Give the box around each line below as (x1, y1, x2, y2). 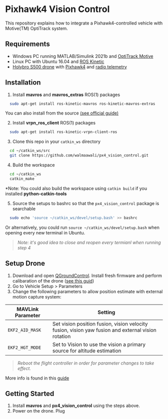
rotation (52, 332, 71, 339)
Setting (97, 308, 115, 315)
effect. (17, 365, 31, 371)
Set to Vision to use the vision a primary (52, 341, 146, 348)
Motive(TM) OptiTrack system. (5, 25, 68, 31)
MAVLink (16, 305, 39, 312)
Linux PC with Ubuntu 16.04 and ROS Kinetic (12, 58, 104, 64)
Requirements (5, 40, 50, 48)
